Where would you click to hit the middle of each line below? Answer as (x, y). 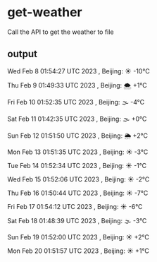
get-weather (45, 12)
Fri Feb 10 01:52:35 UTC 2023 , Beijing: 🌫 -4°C (76, 102)
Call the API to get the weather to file (61, 32)
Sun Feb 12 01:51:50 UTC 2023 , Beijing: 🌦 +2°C (77, 136)
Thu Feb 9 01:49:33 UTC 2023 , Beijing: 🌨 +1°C (77, 85)
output (22, 54)
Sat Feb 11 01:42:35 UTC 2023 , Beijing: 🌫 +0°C (77, 119)
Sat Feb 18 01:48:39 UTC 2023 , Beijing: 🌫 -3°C (77, 220)
